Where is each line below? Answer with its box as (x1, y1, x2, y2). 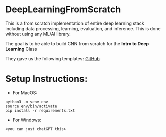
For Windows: (12, 117, 42, 123)
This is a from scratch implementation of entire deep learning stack (5, 20, 144, 26)
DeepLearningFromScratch (5, 4, 121, 15)
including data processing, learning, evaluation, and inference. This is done (5, 25, 161, 31)
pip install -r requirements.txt (5, 108, 75, 113)
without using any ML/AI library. (5, 31, 71, 37)
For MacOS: (12, 89, 38, 96)
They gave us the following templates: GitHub (5, 55, 100, 61)
